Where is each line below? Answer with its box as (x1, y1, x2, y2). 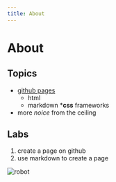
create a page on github (17, 147, 86, 155)
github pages (17, 86, 56, 94)
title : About (7, 10, 45, 17)
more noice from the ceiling (17, 108, 97, 117)
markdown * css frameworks (27, 101, 110, 109)
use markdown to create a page (17, 154, 109, 163)
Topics (7, 67, 38, 80)
